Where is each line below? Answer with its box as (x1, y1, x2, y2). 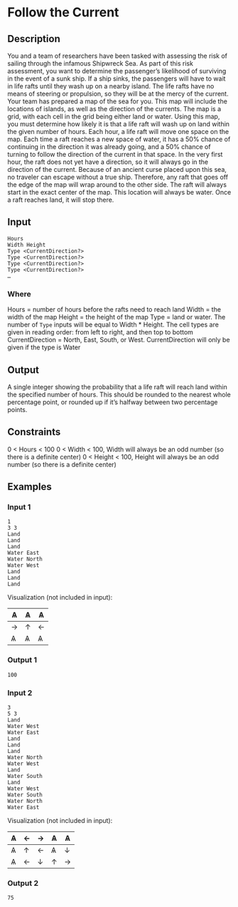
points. (7, 405, 28, 414)
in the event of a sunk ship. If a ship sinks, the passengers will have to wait (7, 74, 226, 83)
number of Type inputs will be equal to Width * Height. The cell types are (7, 320, 219, 329)
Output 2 (7, 878, 39, 888)
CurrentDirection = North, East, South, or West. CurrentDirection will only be (7, 336, 230, 344)
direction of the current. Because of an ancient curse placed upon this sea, (7, 165, 227, 173)
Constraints (7, 426, 61, 439)
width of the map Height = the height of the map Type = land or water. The (7, 313, 226, 322)
